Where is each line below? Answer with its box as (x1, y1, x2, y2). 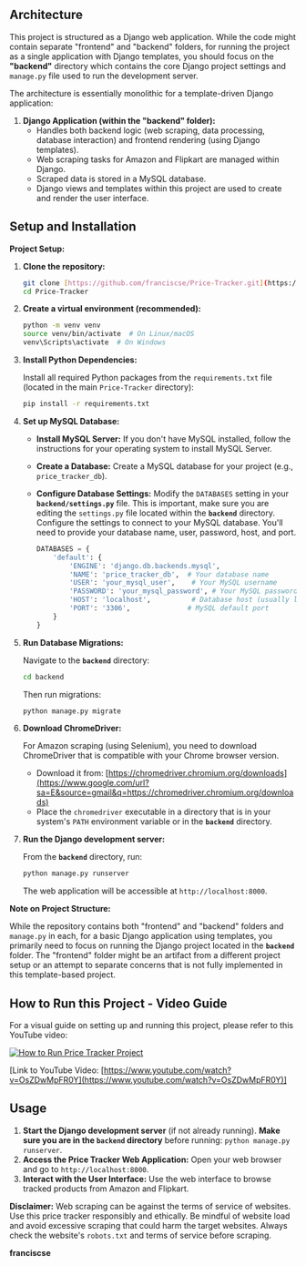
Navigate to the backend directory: (22, 655, 150, 666)
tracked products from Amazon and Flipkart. (22, 1183, 189, 1194)
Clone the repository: (22, 260, 106, 271)
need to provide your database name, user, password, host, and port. (36, 526, 297, 537)
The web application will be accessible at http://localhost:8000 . (22, 885, 268, 896)
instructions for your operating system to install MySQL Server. (36, 443, 273, 454)
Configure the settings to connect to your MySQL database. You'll (36, 516, 284, 527)
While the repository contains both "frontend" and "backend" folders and (9, 921, 284, 932)
